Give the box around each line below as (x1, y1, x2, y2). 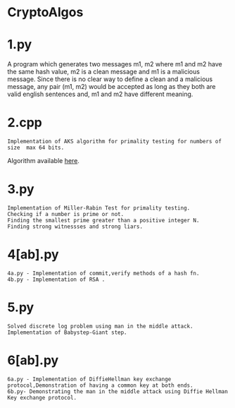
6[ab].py (7, 352, 59, 368)
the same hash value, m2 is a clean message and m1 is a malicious (7, 68, 201, 76)
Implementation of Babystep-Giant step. (7, 329, 128, 336)
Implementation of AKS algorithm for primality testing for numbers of (7, 138, 222, 145)
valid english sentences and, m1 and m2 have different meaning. (7, 90, 193, 99)
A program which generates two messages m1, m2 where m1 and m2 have (7, 60, 223, 68)
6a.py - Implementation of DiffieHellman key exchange (7, 376, 172, 383)
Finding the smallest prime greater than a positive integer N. (7, 217, 200, 224)
